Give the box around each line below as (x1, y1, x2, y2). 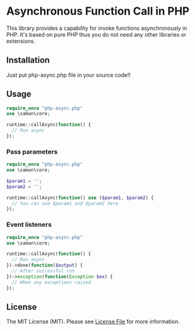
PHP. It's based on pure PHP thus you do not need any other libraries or (6, 30, 186, 38)
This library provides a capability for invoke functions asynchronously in (6, 24, 187, 32)
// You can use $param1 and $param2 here (12, 200, 119, 207)
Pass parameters (6, 148, 58, 156)
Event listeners (6, 221, 52, 229)
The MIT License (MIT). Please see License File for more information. (6, 318, 180, 326)
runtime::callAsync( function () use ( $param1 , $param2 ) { (6, 194, 154, 201)
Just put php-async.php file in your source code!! (6, 71, 131, 79)
